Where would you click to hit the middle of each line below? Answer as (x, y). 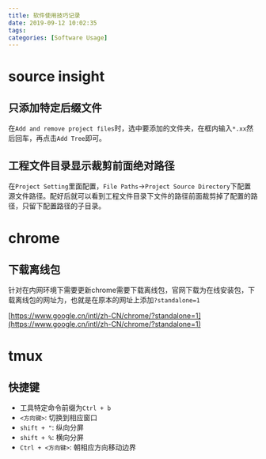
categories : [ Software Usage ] (58, 38)
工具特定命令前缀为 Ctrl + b (65, 408)
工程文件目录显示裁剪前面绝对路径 (91, 166)
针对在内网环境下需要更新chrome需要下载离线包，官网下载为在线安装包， (128, 290)
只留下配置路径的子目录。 (63, 206)
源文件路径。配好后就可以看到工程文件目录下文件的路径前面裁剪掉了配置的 (129, 196)
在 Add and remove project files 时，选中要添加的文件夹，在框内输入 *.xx (127, 128)
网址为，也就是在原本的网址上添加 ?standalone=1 (121, 300)
